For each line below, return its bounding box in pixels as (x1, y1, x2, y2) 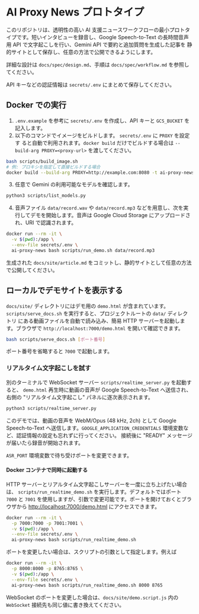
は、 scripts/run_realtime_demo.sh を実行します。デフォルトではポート (6, 488, 182, 495)
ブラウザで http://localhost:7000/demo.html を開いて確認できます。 (15, 325, 184, 332)
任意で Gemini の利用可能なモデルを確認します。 (14, 181, 133, 188)
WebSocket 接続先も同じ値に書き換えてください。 (6, 601, 125, 608)
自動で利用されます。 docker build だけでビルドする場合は (31, 139, 174, 146)
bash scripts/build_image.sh (6, 158, 78, 164)
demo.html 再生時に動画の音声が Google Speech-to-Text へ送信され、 (23, 386, 192, 393)
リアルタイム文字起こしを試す (6, 364, 91, 373)
